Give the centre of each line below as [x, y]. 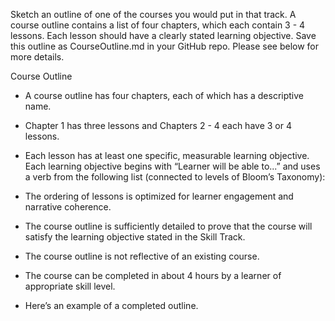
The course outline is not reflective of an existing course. [142, 256]
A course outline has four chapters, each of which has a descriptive [164, 95]
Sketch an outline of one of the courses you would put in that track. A [153, 14]
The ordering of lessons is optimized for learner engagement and [159, 196]
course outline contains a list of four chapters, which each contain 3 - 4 [158, 25]
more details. [37, 57]
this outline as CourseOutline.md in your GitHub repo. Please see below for [165, 46]
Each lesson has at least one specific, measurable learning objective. [167, 155]
